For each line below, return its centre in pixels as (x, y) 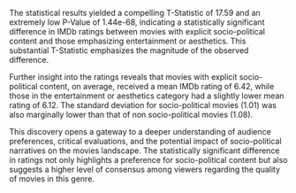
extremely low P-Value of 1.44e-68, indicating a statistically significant (137, 22)
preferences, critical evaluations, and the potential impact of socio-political (145, 141)
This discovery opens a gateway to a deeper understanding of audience (140, 131)
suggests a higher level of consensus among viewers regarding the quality (145, 169)
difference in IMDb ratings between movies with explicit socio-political (137, 31)
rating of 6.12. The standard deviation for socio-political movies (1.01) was (143, 105)
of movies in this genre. (52, 179)
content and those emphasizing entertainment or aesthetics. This (128, 41)
